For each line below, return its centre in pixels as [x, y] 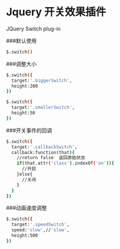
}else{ [25, 174]
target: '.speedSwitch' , [40, 225]
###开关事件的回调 [29, 130]
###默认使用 [21, 41]
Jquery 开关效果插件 [56, 12]
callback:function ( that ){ [43, 152]
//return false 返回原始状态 [51, 158]
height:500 [25, 235]
